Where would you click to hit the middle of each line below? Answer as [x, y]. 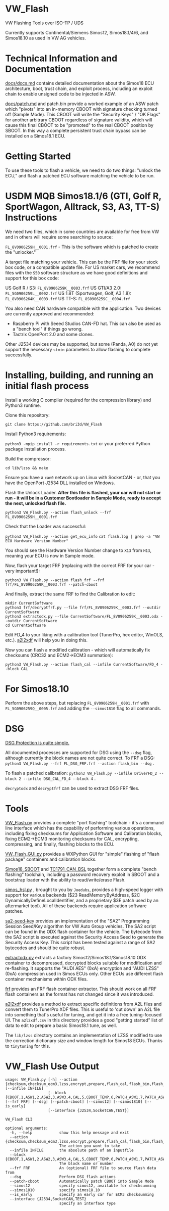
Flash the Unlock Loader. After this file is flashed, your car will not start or [83, 492]
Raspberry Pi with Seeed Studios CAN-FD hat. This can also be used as [87, 323]
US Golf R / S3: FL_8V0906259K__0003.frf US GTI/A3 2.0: [63, 288]
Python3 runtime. [23, 405]
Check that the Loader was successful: [46, 526]
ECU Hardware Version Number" [37, 541]
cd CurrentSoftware [26, 625]
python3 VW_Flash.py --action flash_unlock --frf [58, 513]
